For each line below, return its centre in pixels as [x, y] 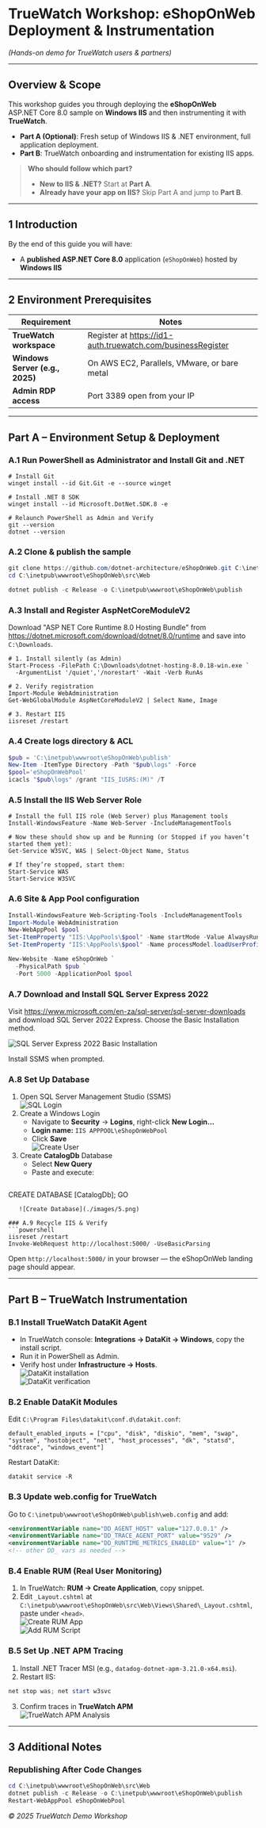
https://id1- [152, 335]
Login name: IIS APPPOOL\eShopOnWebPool [99, 1130]
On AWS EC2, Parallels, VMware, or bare [163, 363]
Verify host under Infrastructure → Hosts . [88, 1364]
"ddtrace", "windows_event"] [56, 1447]
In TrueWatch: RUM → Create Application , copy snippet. [112, 1588]
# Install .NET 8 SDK [44, 497]
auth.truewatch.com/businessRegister [158, 346]
